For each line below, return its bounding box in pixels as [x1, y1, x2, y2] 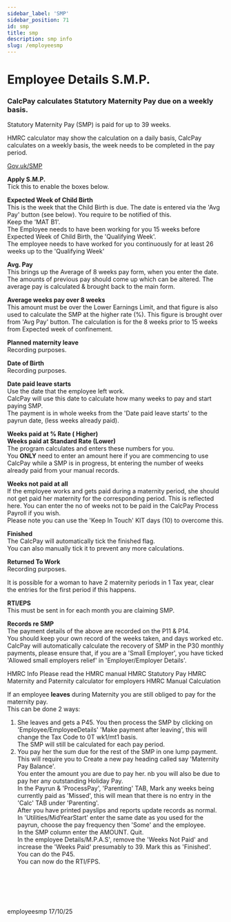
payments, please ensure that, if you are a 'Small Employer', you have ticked [7, 649, 224, 657]
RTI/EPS [7, 599, 31, 607]
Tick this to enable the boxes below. [7, 183, 109, 191]
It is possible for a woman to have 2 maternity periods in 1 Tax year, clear [7, 578, 214, 586]
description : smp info [7, 36, 72, 43]
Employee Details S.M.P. [7, 72, 150, 88]
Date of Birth [7, 359, 45, 367]
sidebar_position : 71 [7, 17, 70, 23]
